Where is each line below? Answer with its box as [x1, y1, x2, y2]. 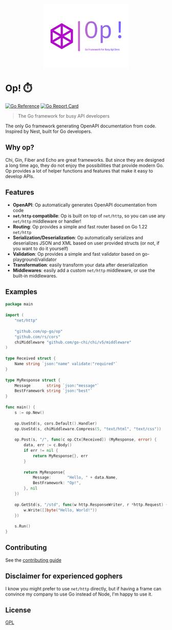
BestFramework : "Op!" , [32, 481, 81, 486]
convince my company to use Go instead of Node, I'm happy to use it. [5, 591, 153, 597]
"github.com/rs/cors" [14, 334, 60, 339]
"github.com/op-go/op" [14, 329, 63, 334]
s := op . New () [14, 410, 45, 415]
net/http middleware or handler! [12, 218, 82, 224]
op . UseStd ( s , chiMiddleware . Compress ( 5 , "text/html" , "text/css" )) [14, 426, 161, 431]
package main [5, 302, 33, 307]
